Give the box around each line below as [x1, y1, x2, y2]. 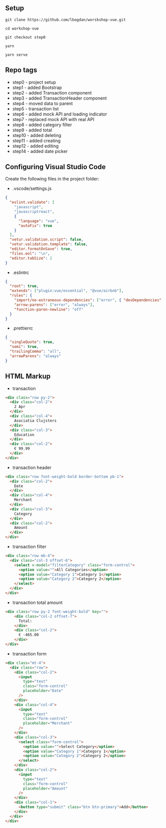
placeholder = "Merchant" [23, 721, 72, 726]
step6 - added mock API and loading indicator [12, 111, 107, 117]
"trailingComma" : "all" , [9, 349, 61, 354]
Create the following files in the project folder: [5, 176, 100, 182]
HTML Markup [5, 372, 51, 380]
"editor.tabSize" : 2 [9, 255, 52, 260]
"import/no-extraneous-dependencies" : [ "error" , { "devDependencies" [14, 297, 162, 303]
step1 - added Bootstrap [12, 84, 62, 90]
